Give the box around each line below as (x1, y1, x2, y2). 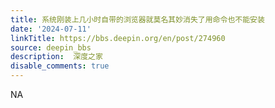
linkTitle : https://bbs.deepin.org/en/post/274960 (10, 33, 226, 43)
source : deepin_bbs (10, 42, 92, 53)
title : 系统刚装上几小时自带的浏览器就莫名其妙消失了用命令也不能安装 (10, 14, 265, 25)
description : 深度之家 (10, 52, 103, 62)
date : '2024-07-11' (10, 24, 92, 34)
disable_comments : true (10, 61, 110, 71)
